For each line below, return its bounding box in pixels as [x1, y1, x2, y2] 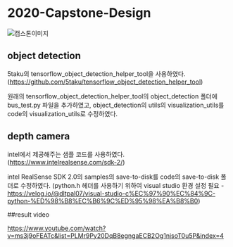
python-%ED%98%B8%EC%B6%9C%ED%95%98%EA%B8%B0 [7, 196, 199, 205]
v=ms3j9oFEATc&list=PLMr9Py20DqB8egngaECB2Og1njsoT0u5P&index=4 [7, 231, 224, 240]
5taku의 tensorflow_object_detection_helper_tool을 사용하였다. [7, 69, 186, 78]
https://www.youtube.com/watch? [7, 224, 106, 232]
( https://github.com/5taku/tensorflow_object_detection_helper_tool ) [7, 77, 203, 86]
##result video [7, 210, 50, 219]
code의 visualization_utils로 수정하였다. [7, 109, 118, 118]
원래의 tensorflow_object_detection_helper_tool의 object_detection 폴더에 [7, 91, 218, 100]
